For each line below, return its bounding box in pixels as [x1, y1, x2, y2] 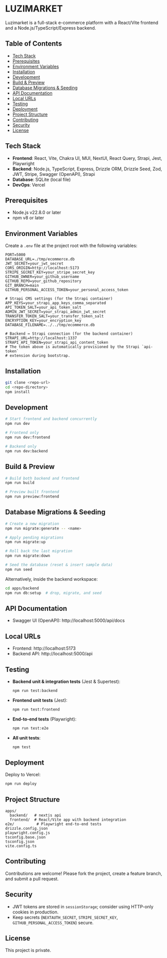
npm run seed [5, 567, 32, 572]
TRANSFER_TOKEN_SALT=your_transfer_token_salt [5, 314, 104, 319]
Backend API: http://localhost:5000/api [12, 651, 93, 657]
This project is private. [5, 947, 51, 953]
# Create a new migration [5, 521, 59, 526]
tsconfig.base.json [5, 835, 46, 840]
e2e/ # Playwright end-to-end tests [5, 822, 101, 827]
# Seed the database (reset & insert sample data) [5, 562, 113, 568]
